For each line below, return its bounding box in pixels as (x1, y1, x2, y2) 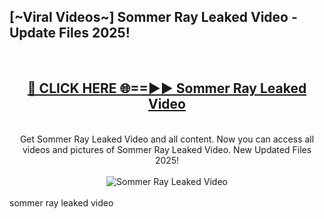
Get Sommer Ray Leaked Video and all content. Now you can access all (19, 133, 315, 145)
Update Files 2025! (9, 25, 131, 42)
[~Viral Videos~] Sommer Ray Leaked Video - (9, 9, 298, 26)
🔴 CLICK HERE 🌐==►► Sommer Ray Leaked (27, 80, 307, 97)
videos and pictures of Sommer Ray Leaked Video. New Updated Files (22, 143, 312, 155)
